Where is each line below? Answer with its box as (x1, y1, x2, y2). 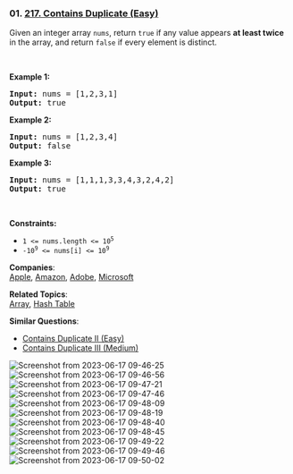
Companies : (9, 262, 55, 273)
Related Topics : (9, 289, 69, 300)
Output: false (9, 141, 71, 151)
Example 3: (9, 157, 52, 168)
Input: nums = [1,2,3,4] (9, 132, 118, 142)
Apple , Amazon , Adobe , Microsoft (9, 272, 134, 283)
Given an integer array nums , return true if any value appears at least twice (9, 28, 284, 38)
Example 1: (9, 72, 51, 82)
